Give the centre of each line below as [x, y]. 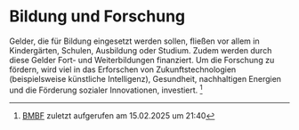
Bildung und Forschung [97, 16]
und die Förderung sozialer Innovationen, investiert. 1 [106, 89]
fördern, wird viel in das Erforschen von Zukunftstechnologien [123, 69]
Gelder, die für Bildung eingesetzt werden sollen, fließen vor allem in [134, 41]
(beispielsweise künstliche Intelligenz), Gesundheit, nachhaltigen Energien [145, 78]
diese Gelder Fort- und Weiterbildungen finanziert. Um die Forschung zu [142, 60]
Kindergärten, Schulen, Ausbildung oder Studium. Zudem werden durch [141, 50]
